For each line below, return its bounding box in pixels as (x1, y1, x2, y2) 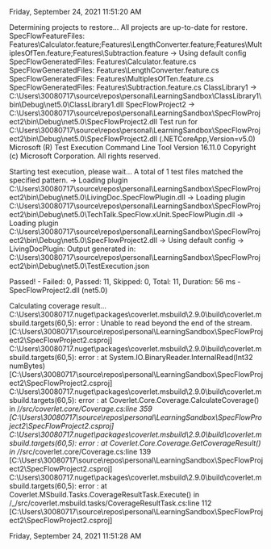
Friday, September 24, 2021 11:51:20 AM (9, 7, 142, 16)
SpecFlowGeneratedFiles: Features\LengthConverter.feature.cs (9, 65, 219, 75)
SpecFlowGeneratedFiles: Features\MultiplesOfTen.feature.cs (9, 74, 215, 83)
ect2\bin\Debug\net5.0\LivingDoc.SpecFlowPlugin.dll (9, 193, 186, 202)
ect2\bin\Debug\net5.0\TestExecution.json (9, 262, 150, 270)
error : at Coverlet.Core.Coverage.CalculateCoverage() (78, 396, 260, 404)
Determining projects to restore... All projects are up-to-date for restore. (9, 23, 248, 31)
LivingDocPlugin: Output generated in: (9, 244, 136, 254)
